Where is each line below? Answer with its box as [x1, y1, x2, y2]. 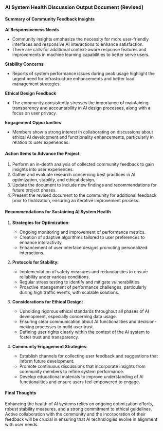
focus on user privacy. [12, 110, 57, 116]
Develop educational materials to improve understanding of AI [19, 374, 144, 379]
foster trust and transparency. [19, 334, 79, 340]
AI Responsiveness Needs [5, 27, 59, 33]
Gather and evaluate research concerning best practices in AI [12, 172, 136, 178]
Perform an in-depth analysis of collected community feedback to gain [12, 161, 154, 167]
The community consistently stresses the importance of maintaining [12, 100, 149, 106]
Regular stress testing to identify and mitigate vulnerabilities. [19, 279, 141, 285]
